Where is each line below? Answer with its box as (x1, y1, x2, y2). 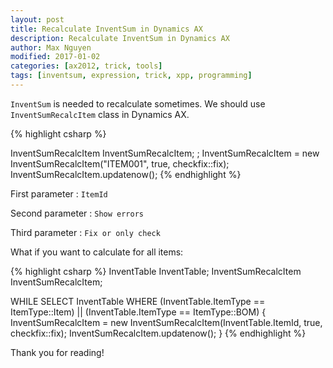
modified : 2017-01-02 (10, 52, 101, 62)
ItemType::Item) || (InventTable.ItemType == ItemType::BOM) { (10, 306, 267, 318)
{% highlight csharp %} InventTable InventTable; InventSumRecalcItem (10, 265, 302, 277)
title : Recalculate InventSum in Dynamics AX (10, 24, 203, 34)
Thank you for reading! (10, 346, 105, 358)
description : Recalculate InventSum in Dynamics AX (10, 33, 230, 43)
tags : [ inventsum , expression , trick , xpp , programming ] (10, 71, 253, 81)
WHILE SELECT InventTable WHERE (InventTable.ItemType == (10, 295, 266, 307)
